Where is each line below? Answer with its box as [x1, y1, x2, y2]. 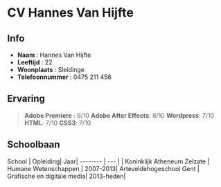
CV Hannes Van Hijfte [7, 5, 134, 21]
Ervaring [7, 93, 45, 105]
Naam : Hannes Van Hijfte [17, 51, 91, 59]
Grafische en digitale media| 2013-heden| [7, 172, 126, 180]
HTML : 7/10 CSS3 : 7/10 [24, 118, 91, 127]
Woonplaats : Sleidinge [17, 66, 85, 73]
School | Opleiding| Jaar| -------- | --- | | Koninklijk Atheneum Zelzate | [7, 157, 210, 166]
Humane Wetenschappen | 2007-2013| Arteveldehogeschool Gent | [7, 164, 200, 172]
